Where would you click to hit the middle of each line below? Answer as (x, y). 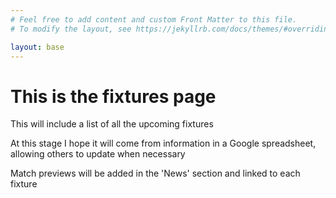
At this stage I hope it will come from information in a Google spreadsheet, (163, 143)
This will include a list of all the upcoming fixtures (112, 124)
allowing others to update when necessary (98, 154)
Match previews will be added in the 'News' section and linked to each (155, 173)
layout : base (37, 47)
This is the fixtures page (113, 96)
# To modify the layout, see (71, 29)
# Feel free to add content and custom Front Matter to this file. (154, 19)
